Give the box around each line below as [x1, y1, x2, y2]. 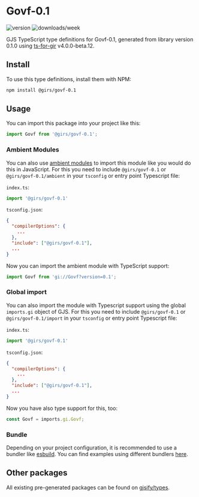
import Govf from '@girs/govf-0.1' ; [6, 131, 98, 138]
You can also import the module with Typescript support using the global [6, 302, 186, 309]
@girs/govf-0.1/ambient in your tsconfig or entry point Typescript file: [6, 172, 180, 179]
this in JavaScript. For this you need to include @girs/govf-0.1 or [6, 165, 167, 172]
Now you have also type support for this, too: [6, 404, 118, 412]
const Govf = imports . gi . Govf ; [6, 416, 85, 422]
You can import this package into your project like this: [6, 120, 141, 127]
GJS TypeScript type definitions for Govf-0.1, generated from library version [6, 35, 194, 43]
